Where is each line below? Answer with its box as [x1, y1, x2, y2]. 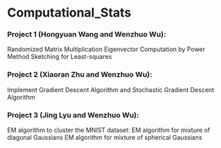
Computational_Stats [7, 5, 132, 21]
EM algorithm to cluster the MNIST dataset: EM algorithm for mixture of [7, 126, 211, 134]
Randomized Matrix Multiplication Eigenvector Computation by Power [7, 45, 206, 53]
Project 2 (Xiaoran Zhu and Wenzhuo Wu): [7, 70, 152, 80]
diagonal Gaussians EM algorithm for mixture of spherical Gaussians [7, 133, 202, 142]
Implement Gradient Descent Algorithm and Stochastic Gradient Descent [7, 85, 215, 94]
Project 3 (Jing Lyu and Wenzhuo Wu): [7, 110, 139, 120]
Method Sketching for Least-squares [7, 53, 112, 61]
